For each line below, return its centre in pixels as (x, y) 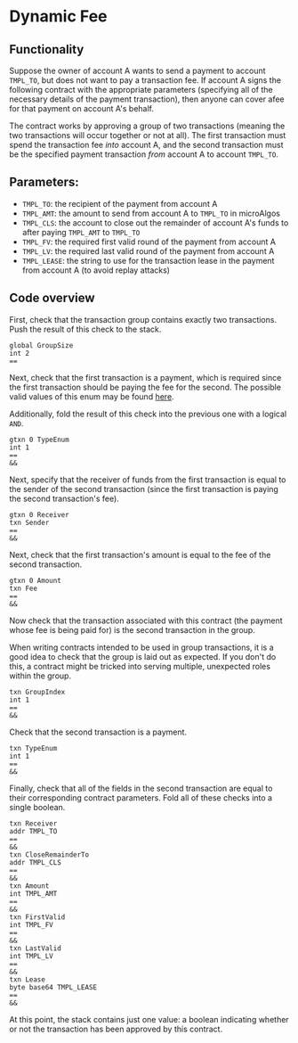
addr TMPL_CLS (36, 862)
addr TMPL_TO (33, 831)
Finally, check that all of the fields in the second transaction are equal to (141, 788)
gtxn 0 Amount (36, 580)
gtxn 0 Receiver (39, 514)
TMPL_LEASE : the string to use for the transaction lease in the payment (148, 260)
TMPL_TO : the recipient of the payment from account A (120, 203)
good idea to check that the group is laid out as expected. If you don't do (143, 656)
